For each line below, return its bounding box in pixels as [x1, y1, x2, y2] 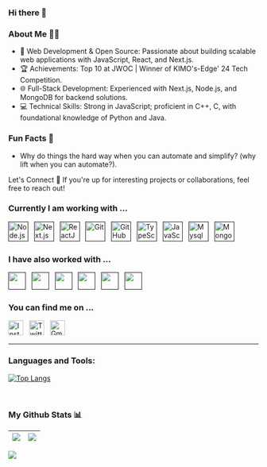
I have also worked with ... [8, 253, 111, 264]
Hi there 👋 [8, 7, 48, 18]
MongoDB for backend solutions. [19, 93, 129, 102]
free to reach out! [8, 183, 65, 193]
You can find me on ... [8, 302, 95, 313]
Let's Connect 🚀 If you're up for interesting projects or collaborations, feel [8, 175, 250, 184]
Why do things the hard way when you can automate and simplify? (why [19, 151, 257, 160]
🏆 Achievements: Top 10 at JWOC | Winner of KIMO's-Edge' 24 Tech [19, 64, 249, 74]
